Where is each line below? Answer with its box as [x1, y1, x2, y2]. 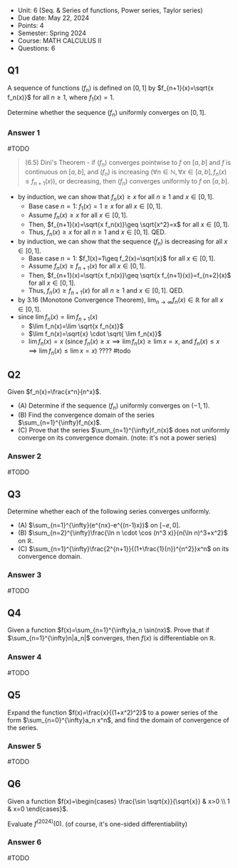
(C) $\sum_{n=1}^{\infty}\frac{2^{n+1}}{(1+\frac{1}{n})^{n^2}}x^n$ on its [17, 545, 229, 553]
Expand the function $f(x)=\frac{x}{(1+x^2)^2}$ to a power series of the [7, 708, 218, 717]
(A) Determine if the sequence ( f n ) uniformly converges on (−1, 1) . [17, 401, 210, 412]
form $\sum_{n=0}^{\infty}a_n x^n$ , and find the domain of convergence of [7, 715, 229, 724]
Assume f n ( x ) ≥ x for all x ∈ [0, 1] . [28, 211, 128, 221]
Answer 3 [7, 570, 42, 580]
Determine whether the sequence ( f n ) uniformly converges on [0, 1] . [7, 108, 207, 118]
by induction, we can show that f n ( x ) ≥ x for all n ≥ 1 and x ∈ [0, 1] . [17, 192, 214, 203]
